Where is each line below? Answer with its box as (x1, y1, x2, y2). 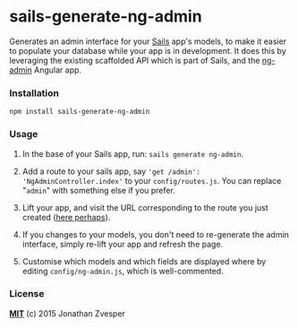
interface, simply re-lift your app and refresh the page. (21, 238, 224, 249)
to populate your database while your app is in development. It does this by (9, 45, 286, 56)
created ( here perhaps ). (21, 211, 111, 222)
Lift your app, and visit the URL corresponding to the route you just (21, 202, 268, 212)
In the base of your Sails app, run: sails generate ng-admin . (21, 148, 244, 159)
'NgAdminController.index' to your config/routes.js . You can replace (21, 175, 282, 186)
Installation (9, 87, 60, 99)
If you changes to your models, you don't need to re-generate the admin (21, 229, 289, 239)
